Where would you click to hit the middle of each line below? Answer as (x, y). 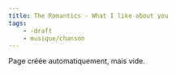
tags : (17, 23)
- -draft (38, 31)
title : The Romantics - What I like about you (88, 16)
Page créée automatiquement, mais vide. (77, 61)
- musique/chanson (54, 38)
